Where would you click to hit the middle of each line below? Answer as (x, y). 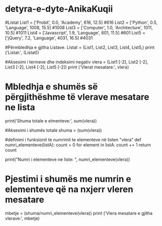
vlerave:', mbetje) (22, 218)
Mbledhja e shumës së (52, 87)
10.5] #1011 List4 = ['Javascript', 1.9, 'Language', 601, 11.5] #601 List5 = (75, 33)
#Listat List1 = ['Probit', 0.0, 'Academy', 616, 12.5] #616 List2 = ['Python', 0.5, (81, 22)
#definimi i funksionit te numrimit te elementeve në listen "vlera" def (73, 139)
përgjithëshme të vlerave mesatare (77, 97)
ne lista (20, 107)
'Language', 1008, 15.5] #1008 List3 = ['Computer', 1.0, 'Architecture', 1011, (79, 27)
